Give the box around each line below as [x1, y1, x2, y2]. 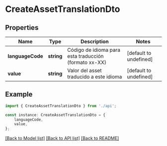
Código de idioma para [67, 46, 121, 53]
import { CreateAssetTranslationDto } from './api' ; [5, 103, 117, 108]
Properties [5, 23, 39, 32]
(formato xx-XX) [67, 59, 107, 66]
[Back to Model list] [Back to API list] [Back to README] [5, 136, 119, 142]
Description [80, 38, 109, 45]
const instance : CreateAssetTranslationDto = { [5, 112, 106, 118]
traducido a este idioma [67, 73, 122, 80]
